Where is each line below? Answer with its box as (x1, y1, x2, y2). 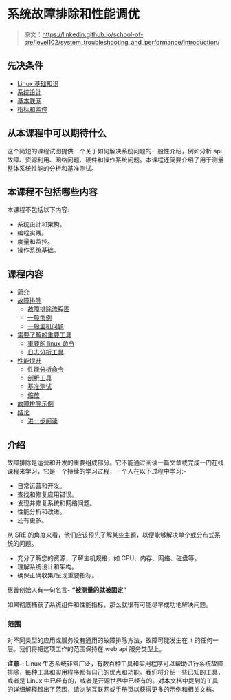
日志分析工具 (27, 348, 64, 357)
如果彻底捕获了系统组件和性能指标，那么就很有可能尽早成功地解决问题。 (7, 600, 212, 608)
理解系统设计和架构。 (16, 562, 78, 571)
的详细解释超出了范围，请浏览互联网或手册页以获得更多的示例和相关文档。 (7, 686, 218, 694)
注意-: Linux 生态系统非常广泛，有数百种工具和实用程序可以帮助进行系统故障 (7, 659, 223, 668)
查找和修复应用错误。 (16, 490, 78, 498)
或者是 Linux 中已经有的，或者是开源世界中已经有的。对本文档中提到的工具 (7, 677, 219, 685)
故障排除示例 (16, 400, 54, 408)
